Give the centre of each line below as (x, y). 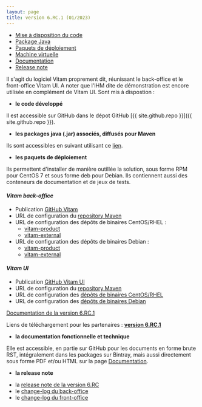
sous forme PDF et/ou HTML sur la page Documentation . (77, 361)
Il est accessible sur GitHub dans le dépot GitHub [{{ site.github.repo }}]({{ (99, 115)
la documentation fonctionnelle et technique (72, 336)
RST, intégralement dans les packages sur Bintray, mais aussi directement (99, 354)
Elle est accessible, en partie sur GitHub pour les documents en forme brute (101, 348)
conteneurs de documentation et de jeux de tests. (69, 182)
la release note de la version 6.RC (57, 385)
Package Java (33, 41)
